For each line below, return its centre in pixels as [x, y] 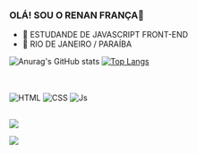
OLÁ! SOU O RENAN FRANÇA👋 [77, 15]
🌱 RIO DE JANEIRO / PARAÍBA [77, 44]
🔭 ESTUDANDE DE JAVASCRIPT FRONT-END [105, 35]
